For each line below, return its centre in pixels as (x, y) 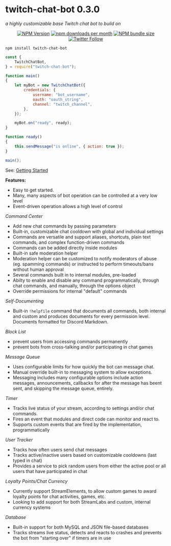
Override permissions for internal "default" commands (70, 291)
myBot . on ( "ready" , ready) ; (43, 123)
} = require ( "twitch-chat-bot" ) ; (41, 67)
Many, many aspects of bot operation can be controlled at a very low (85, 195)
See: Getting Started (27, 170)
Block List (16, 331)
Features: (16, 180)
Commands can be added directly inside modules (65, 247)
